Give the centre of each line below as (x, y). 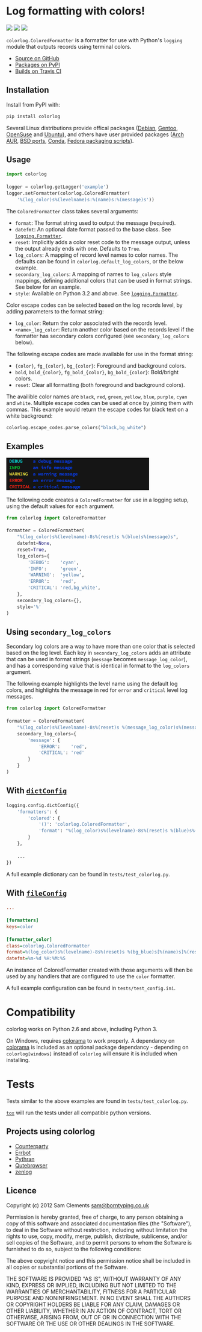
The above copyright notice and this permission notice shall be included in (98, 1260)
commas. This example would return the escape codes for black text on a (97, 409)
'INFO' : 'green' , (55, 569)
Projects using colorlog (50, 1132)
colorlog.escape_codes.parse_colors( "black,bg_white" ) (76, 427)
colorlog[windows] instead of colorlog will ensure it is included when (92, 1054)
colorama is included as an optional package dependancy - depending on (98, 1048)
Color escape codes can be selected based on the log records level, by (94, 305)
